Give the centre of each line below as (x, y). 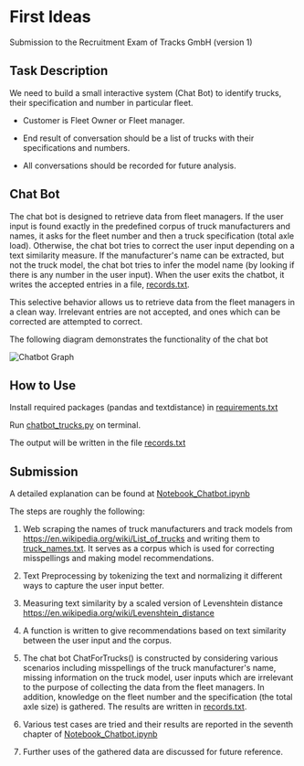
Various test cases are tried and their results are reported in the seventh (158, 725)
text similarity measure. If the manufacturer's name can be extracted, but (147, 255)
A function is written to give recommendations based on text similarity (154, 631)
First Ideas (50, 17)
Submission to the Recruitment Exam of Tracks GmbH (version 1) (131, 42)
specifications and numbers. (76, 147)
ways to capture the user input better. (93, 586)
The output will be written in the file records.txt (98, 443)
